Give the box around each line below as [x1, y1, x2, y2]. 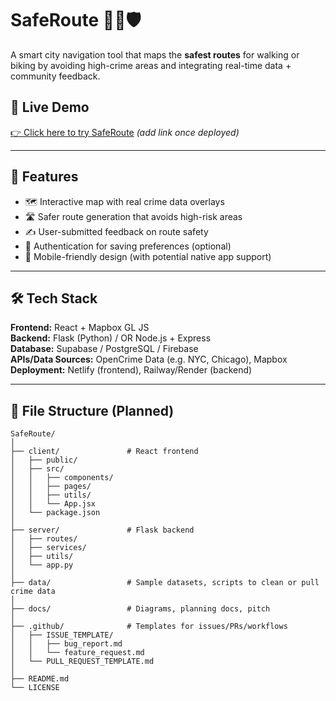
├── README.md [10, 674, 70, 684]
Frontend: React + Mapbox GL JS [10, 322, 150, 334]
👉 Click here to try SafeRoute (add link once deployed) [10, 126, 240, 138]
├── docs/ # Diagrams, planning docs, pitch [10, 604, 271, 614]
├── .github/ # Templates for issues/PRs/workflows [10, 622, 288, 632]
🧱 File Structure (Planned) [10, 402, 175, 419]
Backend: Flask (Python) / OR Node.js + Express [10, 332, 212, 344]
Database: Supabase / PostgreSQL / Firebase [10, 343, 199, 355]
